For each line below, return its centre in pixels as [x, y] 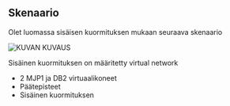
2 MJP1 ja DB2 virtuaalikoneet [68, 78]
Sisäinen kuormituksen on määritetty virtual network [93, 62]
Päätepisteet [40, 86]
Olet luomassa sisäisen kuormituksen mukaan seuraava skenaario [115, 32]
